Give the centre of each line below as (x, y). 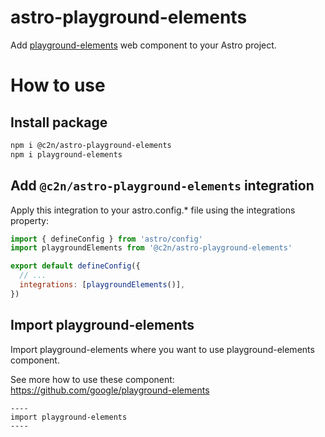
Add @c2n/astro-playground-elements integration (162, 186)
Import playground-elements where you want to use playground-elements (162, 349)
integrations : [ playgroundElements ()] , (102, 285)
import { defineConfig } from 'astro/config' (106, 239)
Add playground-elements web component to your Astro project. (143, 45)
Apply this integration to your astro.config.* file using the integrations (153, 210)
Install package (59, 122)
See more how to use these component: (92, 379)
